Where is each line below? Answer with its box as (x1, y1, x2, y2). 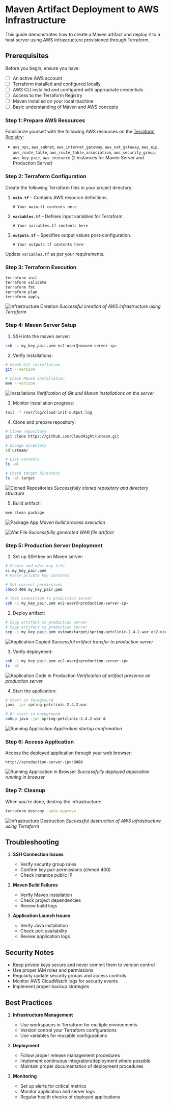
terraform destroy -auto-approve (5, 808, 76, 813)
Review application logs (20, 933, 70, 940)
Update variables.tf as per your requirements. (5, 251, 105, 257)
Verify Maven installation (20, 892, 72, 898)
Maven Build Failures (12, 882, 58, 888)
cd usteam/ (5, 448, 28, 453)
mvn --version (5, 381, 36, 386)
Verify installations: (12, 352, 53, 358)
